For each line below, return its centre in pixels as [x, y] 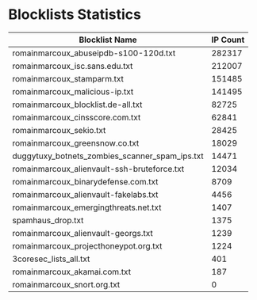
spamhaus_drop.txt [48, 220]
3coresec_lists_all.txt [51, 259]
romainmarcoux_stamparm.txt [68, 78]
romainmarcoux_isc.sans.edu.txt [73, 66]
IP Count [228, 40]
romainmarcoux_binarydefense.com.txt [85, 181]
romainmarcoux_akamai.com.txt [72, 272]
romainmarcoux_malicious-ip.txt [73, 91]
